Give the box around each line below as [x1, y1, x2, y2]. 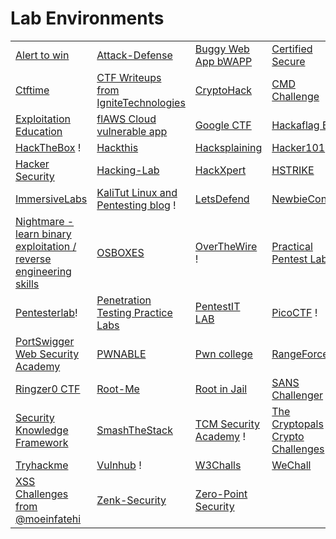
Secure [271, 54, 306, 68]
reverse [15, 252, 52, 266]
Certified [271, 42, 313, 56]
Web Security [15, 347, 80, 361]
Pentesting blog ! [96, 198, 177, 212]
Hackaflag [271, 118, 320, 132]
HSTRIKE [271, 163, 315, 177]
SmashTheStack [96, 423, 173, 437]
